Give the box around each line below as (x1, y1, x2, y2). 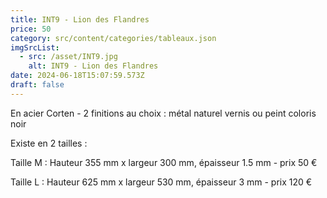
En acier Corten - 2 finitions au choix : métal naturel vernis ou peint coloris (10, 107, 317, 119)
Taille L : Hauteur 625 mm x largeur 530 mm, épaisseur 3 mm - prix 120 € (10, 176, 313, 188)
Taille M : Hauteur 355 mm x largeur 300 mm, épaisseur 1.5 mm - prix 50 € (10, 156, 318, 168)
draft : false (10, 80, 65, 90)
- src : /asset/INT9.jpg (19, 52, 118, 62)
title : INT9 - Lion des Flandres (10, 14, 150, 25)
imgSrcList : (10, 42, 60, 53)
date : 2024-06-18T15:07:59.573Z (10, 71, 145, 81)
